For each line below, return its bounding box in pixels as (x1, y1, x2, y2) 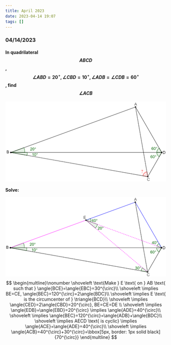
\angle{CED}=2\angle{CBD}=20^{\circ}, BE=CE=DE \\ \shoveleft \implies (9, 302, 162, 308)
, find (5, 82, 17, 88)
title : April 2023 (5, 8, 44, 13)
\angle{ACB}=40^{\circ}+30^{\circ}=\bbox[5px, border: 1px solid (11, 329, 146, 335)
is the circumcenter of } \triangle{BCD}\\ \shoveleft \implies (23, 296, 148, 302)
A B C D (79, 57, 93, 63)
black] (147, 329, 161, 335)
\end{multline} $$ (80, 334, 117, 340)
